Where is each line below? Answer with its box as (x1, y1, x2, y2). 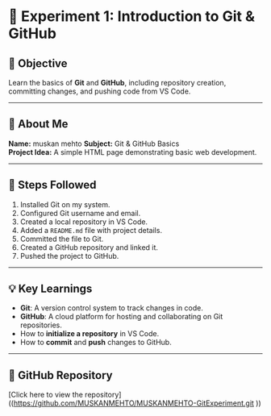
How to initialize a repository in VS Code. (19, 329, 160, 339)
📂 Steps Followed (8, 178, 97, 192)
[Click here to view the (8, 390, 83, 400)
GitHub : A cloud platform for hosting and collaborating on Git (19, 312, 223, 322)
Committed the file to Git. (19, 234, 104, 243)
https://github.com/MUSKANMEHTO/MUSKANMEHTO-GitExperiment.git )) (13, 398, 262, 408)
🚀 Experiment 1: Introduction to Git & (8, 7, 256, 26)
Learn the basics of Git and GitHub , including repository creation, (8, 78, 227, 87)
